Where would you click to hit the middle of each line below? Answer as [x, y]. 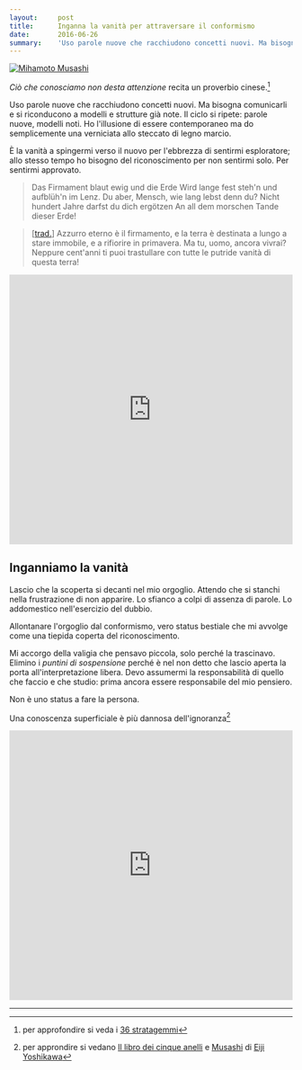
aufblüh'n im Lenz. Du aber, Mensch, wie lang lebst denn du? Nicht [155, 196]
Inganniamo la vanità [69, 568]
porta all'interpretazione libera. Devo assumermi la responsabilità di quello [147, 672]
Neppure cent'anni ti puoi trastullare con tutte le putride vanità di [151, 252]
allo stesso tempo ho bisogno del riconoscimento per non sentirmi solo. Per [149, 160]
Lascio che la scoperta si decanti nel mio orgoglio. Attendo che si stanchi [145, 589]
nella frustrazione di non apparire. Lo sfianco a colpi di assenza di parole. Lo [151, 599]
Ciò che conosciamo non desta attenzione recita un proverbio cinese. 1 [140, 86]
